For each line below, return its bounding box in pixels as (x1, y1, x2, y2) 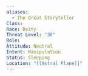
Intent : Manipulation (6, 49, 61, 55)
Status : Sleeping (6, 55, 50, 61)
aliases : (6, 9, 29, 15)
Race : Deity (6, 26, 36, 32)
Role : (6, 37, 20, 44)
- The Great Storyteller (12, 15, 75, 21)
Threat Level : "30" (6, 32, 56, 38)
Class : (6, 20, 23, 26)
